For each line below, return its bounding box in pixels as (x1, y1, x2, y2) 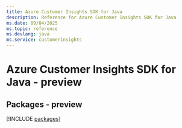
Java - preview (6, 76, 83, 89)
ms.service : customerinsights (6, 37, 83, 43)
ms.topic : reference (6, 25, 58, 32)
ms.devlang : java (6, 31, 50, 37)
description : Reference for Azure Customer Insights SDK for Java (6, 14, 177, 20)
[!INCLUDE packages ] (6, 115, 61, 122)
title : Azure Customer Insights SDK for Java (6, 8, 122, 15)
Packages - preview (6, 99, 83, 109)
